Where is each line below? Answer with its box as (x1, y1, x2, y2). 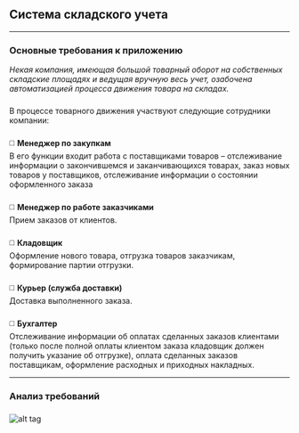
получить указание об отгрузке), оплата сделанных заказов (9, 349, 238, 360)
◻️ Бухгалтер (9, 318, 58, 329)
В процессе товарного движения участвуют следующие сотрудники (9, 106, 271, 117)
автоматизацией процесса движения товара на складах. (9, 84, 230, 94)
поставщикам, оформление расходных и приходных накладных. (9, 359, 255, 370)
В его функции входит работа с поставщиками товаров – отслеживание (9, 151, 283, 161)
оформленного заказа (9, 178, 93, 190)
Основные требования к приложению (9, 44, 183, 56)
